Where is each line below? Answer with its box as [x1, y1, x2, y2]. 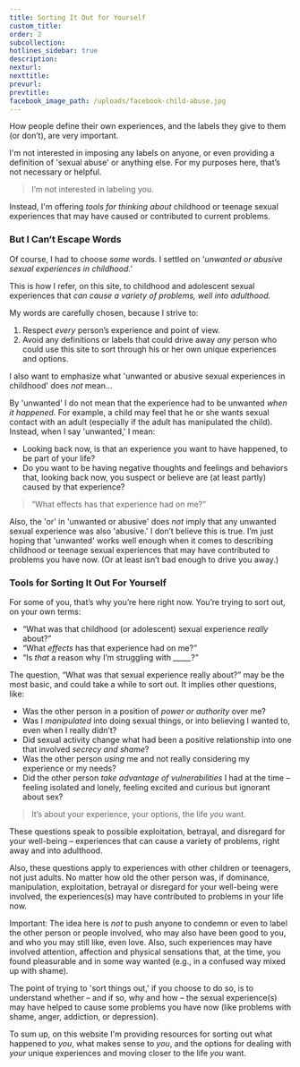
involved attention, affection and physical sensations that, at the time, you [9, 946, 281, 957]
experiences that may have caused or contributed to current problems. [9, 211, 270, 222]
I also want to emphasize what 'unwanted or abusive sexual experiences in [9, 371, 286, 381]
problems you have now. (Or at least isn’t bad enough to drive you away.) [9, 554, 279, 565]
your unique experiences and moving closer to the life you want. [9, 1047, 246, 1058]
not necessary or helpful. [9, 166, 102, 177]
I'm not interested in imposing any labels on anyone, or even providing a [9, 148, 275, 158]
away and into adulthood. [9, 845, 103, 856]
